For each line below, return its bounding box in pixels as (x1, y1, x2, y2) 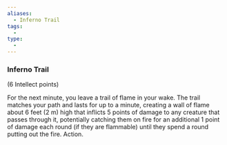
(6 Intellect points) (7, 80, 59, 89)
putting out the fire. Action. (7, 130, 84, 138)
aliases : (7, 10, 32, 17)
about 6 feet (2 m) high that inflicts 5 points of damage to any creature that (7, 108, 220, 117)
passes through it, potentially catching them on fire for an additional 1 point (7, 115, 220, 124)
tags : (7, 23, 23, 30)
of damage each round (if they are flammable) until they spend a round (7, 123, 209, 131)
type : (7, 36, 23, 43)
